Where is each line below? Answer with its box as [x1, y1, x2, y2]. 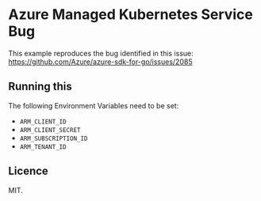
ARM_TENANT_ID [19, 142, 67, 151]
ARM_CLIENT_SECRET [19, 126, 81, 134]
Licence [8, 165, 49, 178]
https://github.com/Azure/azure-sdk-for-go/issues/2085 [8, 57, 193, 66]
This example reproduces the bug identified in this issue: [8, 48, 194, 58]
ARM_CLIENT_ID [19, 117, 67, 126]
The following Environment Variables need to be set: [8, 100, 179, 110]
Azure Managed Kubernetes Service [8, 6, 254, 24]
